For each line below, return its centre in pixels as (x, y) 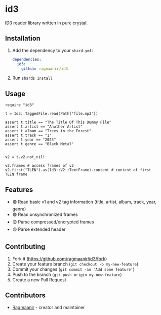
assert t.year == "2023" (31, 140)
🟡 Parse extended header (39, 229)
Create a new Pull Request (39, 280)
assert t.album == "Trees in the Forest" (48, 131)
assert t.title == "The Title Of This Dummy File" (58, 122)
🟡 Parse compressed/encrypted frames (53, 222)
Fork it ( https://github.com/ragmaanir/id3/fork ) (60, 259)
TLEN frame (16, 174)
